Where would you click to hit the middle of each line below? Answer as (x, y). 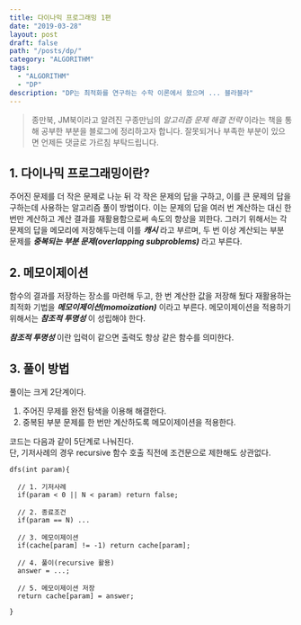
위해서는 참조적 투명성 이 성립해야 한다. (78, 318)
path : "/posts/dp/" (46, 51)
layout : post (34, 34)
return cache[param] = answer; (76, 596)
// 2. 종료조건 (42, 512)
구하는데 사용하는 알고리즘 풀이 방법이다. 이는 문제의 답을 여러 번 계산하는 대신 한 (150, 208)
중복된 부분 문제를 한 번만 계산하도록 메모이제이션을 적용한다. (129, 422)
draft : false (34, 43)
